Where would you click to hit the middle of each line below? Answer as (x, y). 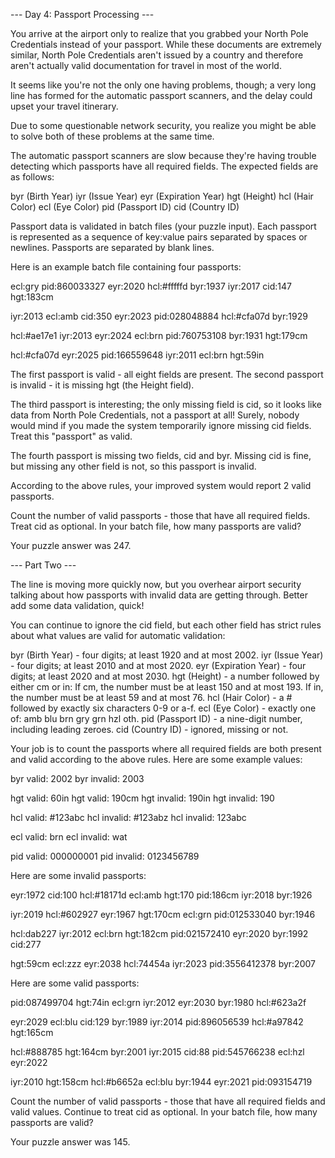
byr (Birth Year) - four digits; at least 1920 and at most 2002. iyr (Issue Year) (167, 655)
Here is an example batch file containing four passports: (126, 267)
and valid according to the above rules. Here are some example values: (156, 759)
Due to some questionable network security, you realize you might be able (163, 125)
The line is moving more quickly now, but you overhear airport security (156, 584)
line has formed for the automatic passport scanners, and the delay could (161, 95)
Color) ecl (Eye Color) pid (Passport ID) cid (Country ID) (125, 207)
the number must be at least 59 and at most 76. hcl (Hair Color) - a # (151, 697)
